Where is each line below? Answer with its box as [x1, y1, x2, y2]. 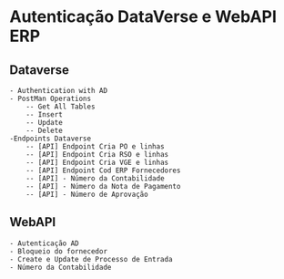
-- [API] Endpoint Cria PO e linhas [25, 142, 166, 151]
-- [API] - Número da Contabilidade [25, 174, 166, 183]
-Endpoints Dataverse [9, 134, 92, 143]
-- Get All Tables [25, 102, 96, 111]
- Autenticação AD [9, 239, 79, 248]
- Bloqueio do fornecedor [9, 246, 107, 256]
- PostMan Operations [9, 94, 92, 103]
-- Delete [25, 126, 64, 135]
